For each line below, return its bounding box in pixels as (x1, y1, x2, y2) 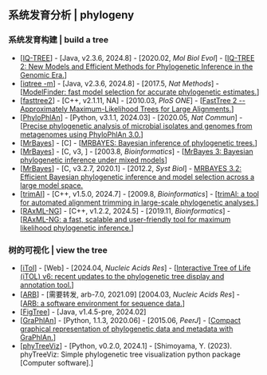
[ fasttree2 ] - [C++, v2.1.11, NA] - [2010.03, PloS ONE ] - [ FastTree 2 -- (19, 95, 245, 105)
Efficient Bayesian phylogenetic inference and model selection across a (19, 172, 255, 182)
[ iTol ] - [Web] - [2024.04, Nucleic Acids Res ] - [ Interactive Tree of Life (19, 263, 251, 273)
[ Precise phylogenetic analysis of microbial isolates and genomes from (19, 121, 253, 130)
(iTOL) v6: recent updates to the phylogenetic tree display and (19, 271, 225, 281)
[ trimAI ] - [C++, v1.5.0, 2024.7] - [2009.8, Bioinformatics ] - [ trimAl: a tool (19, 189, 260, 198)
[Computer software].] (19, 357, 94, 367)
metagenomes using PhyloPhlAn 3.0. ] (19, 130, 143, 139)
